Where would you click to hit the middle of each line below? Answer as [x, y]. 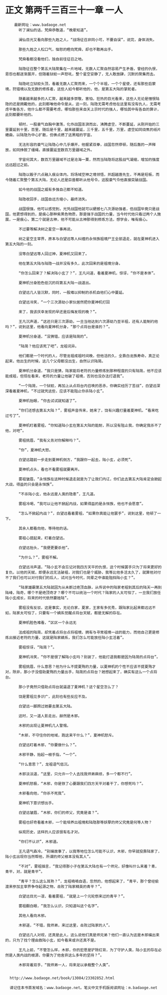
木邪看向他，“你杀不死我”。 [43, 793]
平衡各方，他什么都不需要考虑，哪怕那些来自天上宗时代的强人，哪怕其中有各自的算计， [85, 109]
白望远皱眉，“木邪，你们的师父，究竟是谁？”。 [60, 813]
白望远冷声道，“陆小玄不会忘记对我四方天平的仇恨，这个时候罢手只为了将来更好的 [90, 567]
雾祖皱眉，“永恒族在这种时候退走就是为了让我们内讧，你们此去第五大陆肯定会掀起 [90, 479]
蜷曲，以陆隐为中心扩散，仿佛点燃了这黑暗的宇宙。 [50, 135]
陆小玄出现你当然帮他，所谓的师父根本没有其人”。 [49, 857]
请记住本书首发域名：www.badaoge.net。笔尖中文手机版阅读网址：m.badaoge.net [84, 988]
